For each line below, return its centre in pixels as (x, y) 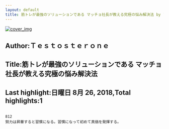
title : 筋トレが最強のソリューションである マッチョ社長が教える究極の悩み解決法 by (83, 15)
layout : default (22, 10)
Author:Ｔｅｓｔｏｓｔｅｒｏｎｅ (57, 46)
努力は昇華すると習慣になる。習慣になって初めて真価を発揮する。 (63, 122)
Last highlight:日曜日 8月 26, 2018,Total (68, 93)
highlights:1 (24, 101)
